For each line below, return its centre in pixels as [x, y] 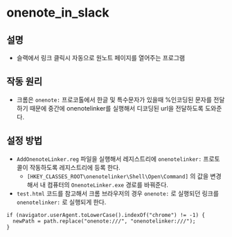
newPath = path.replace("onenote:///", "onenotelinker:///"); [104, 221]
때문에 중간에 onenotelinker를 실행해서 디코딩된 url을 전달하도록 [116, 108]
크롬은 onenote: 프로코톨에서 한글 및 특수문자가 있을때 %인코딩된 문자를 [114, 99]
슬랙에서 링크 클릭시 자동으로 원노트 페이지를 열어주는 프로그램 [100, 58]
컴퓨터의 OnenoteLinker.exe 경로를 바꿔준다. [108, 184]
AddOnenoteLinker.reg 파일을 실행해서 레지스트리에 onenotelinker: [109, 159]
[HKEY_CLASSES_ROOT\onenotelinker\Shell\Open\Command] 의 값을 [118, 176]
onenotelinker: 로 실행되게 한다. [61, 202]
